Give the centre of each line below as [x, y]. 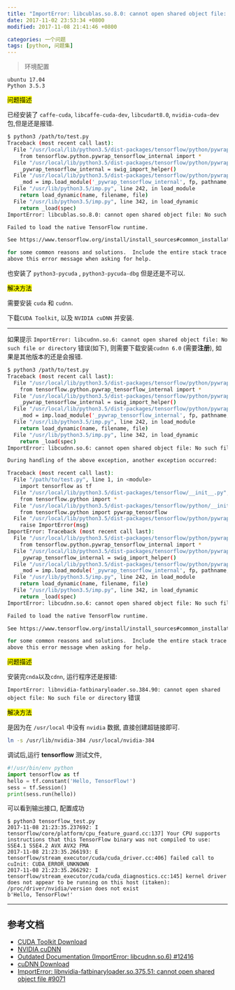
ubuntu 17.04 [26, 80]
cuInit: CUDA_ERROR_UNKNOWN [48, 864]
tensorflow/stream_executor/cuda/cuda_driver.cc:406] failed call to [111, 858]
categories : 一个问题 [37, 39]
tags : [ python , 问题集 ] [40, 46]
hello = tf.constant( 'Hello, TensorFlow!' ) [72, 781]
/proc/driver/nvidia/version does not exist [73, 889]
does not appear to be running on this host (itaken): [89, 883]
